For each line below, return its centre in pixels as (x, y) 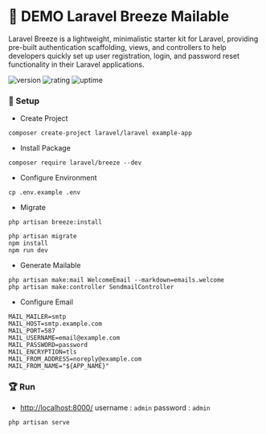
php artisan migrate (43, 237)
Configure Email (47, 302)
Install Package (45, 148)
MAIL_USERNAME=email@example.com (64, 338)
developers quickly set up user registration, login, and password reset (124, 56)
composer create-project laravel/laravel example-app (100, 133)
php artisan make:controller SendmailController (91, 287)
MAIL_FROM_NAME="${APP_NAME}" (59, 366)
